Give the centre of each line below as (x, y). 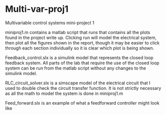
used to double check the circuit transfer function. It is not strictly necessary (83, 88)
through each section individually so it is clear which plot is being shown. (80, 48)
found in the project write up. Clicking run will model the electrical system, (81, 38)
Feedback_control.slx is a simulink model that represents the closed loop (79, 57)
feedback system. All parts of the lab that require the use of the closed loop (82, 63)
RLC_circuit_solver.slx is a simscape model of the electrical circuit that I (78, 83)
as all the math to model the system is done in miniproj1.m (64, 93)
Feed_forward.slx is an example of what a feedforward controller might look (82, 103)
